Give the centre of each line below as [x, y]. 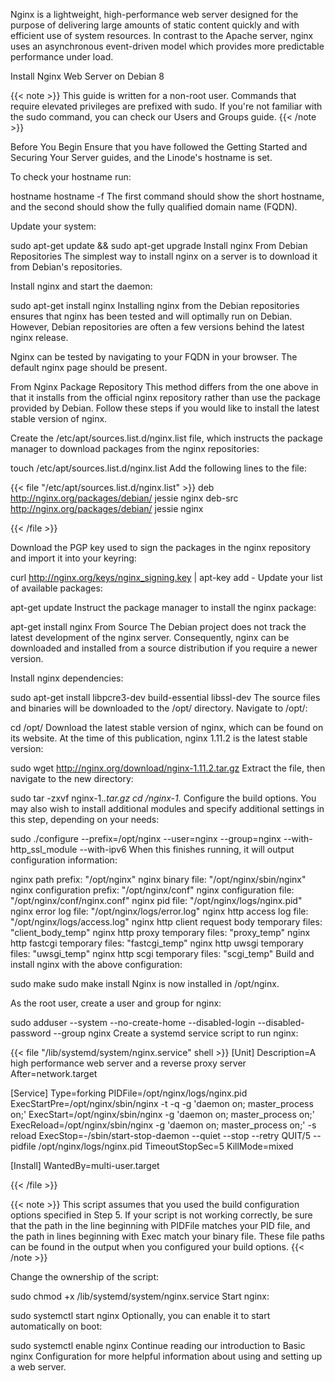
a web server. [38, 1367]
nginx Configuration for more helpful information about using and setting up [166, 1356]
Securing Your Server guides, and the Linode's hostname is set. [141, 157]
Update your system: [53, 226]
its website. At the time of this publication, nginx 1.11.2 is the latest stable [159, 738]
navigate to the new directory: [72, 778]
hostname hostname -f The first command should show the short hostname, [167, 196]
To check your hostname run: [71, 177]
